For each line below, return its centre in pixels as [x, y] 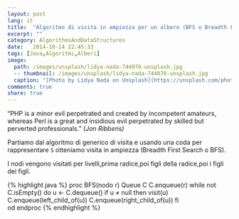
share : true [25, 93]
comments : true [30, 87]
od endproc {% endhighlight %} [54, 208]
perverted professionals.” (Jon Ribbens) [66, 129]
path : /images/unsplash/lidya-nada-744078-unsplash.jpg [98, 67]
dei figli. [19, 171]
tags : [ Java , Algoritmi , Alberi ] [54, 54]
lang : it [20, 21]
